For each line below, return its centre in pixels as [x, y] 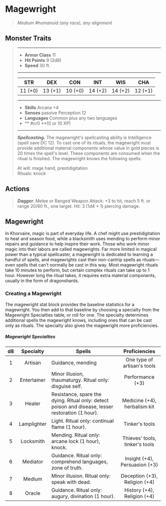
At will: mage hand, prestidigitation [52, 168]
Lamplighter [33, 424]
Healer [33, 403]
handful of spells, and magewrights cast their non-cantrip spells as [73, 260]
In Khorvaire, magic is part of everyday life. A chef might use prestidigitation [83, 233]
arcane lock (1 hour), [76, 441]
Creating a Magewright [33, 294]
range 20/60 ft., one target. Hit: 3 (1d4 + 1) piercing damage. [79, 206]
